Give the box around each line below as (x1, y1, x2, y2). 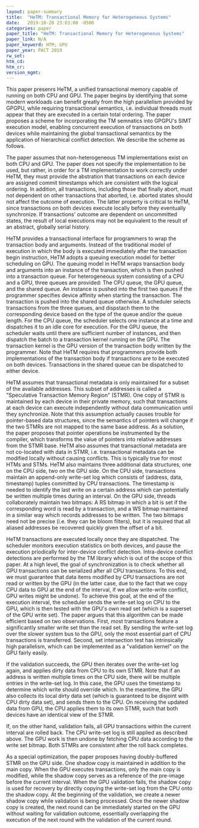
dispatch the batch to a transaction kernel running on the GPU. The (6, 336, 170, 343)
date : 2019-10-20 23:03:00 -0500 (6, 20, 94, 26)
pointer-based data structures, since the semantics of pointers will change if (6, 417, 193, 424)
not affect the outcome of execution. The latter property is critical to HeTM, (6, 198, 190, 206)
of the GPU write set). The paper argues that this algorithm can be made (6, 611, 184, 618)
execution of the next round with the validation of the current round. (6, 816, 172, 823)
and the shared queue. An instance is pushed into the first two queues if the (6, 286, 192, 293)
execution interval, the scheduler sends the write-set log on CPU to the (6, 599, 180, 606)
